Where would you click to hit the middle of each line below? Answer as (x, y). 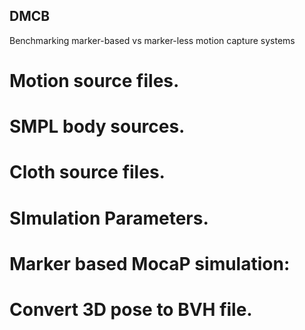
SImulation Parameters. (109, 218)
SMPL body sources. (97, 126)
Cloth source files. (87, 172)
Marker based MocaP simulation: (150, 263)
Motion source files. (94, 81)
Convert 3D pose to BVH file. (131, 309)
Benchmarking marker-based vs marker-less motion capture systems (152, 40)
